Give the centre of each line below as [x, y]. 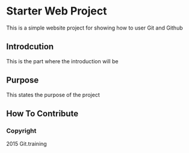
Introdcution [30, 47]
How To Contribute [42, 114]
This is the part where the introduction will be [62, 61]
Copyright [21, 131]
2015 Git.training [26, 144]
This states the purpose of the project [53, 95]
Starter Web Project [57, 11]
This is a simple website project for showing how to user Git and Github [94, 28]
